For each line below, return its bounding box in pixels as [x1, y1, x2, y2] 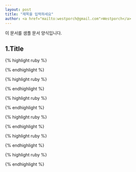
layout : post [5, 7, 32, 12]
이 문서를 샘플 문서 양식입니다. [5, 30, 62, 36]
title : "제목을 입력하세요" [5, 12, 54, 17]
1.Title [5, 44, 24, 53]
